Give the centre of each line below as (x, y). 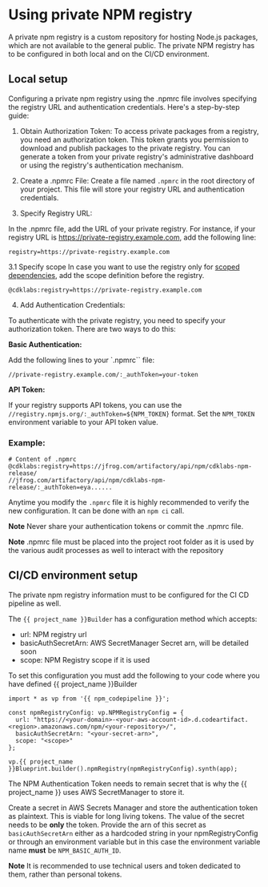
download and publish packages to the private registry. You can (125, 148)
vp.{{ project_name (41, 762)
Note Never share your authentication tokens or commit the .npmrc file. (126, 526)
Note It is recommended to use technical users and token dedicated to (125, 865)
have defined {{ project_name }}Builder (73, 683)
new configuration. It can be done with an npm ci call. (96, 511)
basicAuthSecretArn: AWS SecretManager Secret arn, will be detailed (134, 643)
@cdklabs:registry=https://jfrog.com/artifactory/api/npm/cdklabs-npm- (130, 466)
